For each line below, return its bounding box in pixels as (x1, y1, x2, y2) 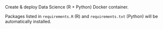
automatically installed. (5, 19, 51, 24)
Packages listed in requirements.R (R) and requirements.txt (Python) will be (5, 14, 158, 19)
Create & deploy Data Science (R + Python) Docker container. (5, 4, 129, 10)
